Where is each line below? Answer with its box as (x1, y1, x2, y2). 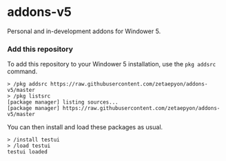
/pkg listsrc (13, 93, 51, 100)
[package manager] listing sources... (7, 99, 119, 106)
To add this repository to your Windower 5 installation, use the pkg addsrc (7, 60, 216, 68)
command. (7, 67, 38, 76)
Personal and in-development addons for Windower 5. (7, 27, 161, 35)
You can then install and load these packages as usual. (7, 123, 163, 131)
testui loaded (7, 149, 48, 155)
